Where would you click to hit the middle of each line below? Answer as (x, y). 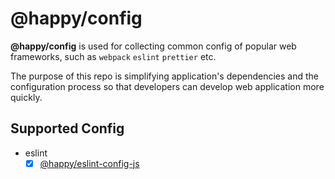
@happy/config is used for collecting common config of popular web (153, 46)
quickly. (26, 97)
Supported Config (67, 128)
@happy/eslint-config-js (89, 163)
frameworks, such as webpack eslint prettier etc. (113, 56)
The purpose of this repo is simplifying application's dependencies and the (164, 76)
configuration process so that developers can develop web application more (167, 86)
